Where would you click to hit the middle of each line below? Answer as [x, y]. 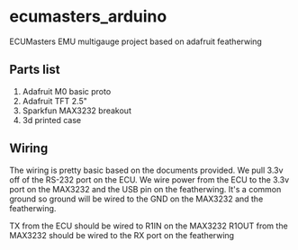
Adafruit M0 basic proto [67, 91]
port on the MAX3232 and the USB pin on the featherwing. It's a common [145, 189]
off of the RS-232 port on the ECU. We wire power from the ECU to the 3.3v [149, 179]
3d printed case [52, 120]
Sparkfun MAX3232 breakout [77, 111]
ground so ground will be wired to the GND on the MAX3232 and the [136, 199]
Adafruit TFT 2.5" [55, 101]
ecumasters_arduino [88, 17]
